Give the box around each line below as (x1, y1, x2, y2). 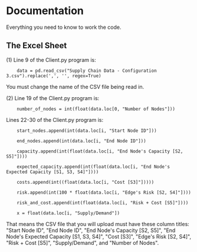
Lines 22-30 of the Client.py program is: (6, 116, 104, 123)
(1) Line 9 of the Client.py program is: (6, 56, 96, 63)
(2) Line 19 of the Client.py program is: (6, 94, 100, 101)
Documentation (6, 4, 84, 18)
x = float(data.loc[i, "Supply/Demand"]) (17, 210, 120, 216)
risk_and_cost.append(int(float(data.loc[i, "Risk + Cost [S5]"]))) (17, 200, 189, 205)
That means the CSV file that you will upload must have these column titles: (6, 220, 190, 227)
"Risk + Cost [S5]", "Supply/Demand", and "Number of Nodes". (6, 239, 159, 246)
